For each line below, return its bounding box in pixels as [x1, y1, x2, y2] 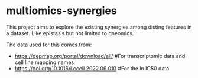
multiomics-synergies [6, 4, 117, 18]
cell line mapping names [14, 59, 74, 66]
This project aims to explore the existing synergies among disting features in [6, 23, 192, 30]
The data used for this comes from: [6, 41, 92, 48]
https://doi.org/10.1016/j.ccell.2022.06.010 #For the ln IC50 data [14, 65, 170, 72]
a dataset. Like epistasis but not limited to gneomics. [6, 29, 134, 36]
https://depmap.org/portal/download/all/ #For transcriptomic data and [14, 52, 186, 59]
